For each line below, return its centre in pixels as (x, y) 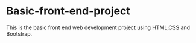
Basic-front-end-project (68, 11)
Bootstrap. (19, 33)
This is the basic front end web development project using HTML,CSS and (98, 27)
